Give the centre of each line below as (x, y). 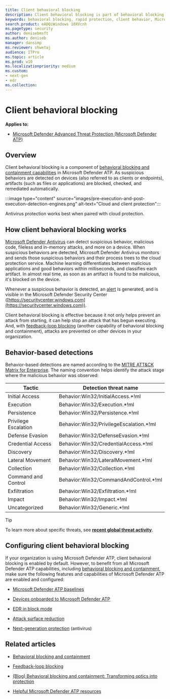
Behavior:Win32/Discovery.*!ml (97, 452)
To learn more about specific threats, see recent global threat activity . (79, 530)
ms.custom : (17, 71)
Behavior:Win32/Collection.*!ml (97, 468)
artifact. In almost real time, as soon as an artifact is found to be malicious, (83, 274)
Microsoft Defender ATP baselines (48, 589)
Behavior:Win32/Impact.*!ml (93, 499)
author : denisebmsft (27, 33)
